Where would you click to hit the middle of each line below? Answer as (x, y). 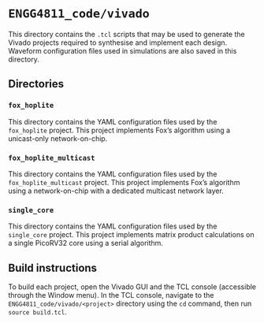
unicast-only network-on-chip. (58, 138)
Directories (36, 84)
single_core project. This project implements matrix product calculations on (131, 235)
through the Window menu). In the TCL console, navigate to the (111, 295)
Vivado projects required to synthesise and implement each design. (118, 43)
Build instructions (52, 267)
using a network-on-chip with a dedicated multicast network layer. (116, 191)
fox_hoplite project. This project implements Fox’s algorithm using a (119, 130)
